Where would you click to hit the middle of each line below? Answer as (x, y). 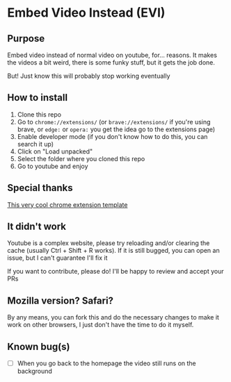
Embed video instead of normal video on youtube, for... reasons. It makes (112, 55)
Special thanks (40, 188)
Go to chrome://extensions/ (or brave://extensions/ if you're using (114, 122)
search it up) (35, 144)
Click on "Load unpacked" (55, 151)
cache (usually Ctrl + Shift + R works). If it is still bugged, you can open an (114, 251)
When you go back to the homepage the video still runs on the (106, 363)
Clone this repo (39, 114)
